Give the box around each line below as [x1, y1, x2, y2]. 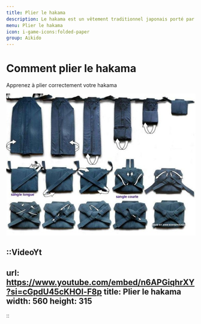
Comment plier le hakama [6, 62, 137, 75]
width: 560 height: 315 [6, 296, 92, 306]
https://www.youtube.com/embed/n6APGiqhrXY [6, 277, 195, 287]
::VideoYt [6, 247, 42, 258]
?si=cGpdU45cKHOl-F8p [6, 286, 102, 297]
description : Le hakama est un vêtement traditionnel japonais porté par [6, 16, 195, 22]
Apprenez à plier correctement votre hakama [6, 82, 117, 89]
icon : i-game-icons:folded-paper [6, 29, 90, 35]
